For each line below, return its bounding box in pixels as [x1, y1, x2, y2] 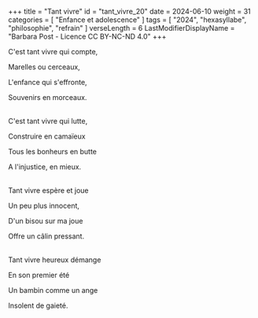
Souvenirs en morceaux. [8, 93, 87, 102]
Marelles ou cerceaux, [8, 62, 80, 72]
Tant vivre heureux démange [8, 255, 101, 264]
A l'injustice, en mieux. [8, 162, 82, 172]
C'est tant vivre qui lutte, [8, 116, 88, 125]
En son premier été [8, 271, 70, 279]
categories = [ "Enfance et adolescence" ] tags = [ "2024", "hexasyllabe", [8, 15, 247, 24]
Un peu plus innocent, [8, 201, 80, 210]
